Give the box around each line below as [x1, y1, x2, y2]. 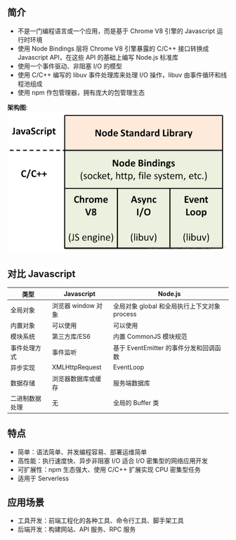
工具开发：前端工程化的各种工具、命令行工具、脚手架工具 [17, 516, 184, 525]
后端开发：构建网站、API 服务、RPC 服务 [17, 525, 136, 534]
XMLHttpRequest [51, 363, 102, 371]
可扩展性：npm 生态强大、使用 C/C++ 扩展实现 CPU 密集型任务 [17, 465, 202, 473]
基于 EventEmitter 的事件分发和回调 [113, 343, 216, 352]
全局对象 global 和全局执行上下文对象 [113, 302, 221, 311]
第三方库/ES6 [51, 333, 91, 341]
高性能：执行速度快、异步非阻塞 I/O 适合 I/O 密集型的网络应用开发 [17, 456, 209, 465]
